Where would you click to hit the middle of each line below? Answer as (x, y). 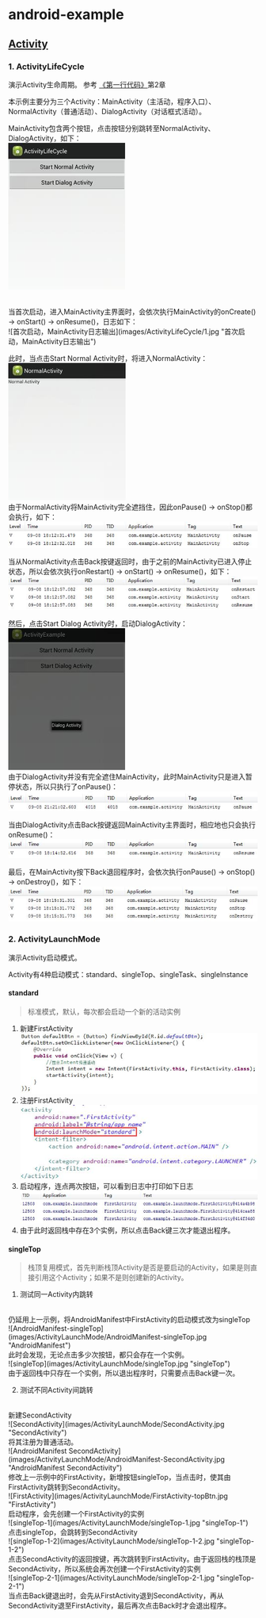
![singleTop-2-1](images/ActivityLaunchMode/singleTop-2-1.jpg (112, 1578)
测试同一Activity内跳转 (56, 1294)
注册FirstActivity (46, 1101)
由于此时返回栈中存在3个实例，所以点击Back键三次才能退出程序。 (127, 1230)
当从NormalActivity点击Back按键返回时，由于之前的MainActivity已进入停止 (130, 562)
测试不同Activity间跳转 (56, 1390)
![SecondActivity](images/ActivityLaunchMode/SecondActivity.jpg (116, 1424)
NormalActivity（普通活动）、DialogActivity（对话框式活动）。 (107, 111)
